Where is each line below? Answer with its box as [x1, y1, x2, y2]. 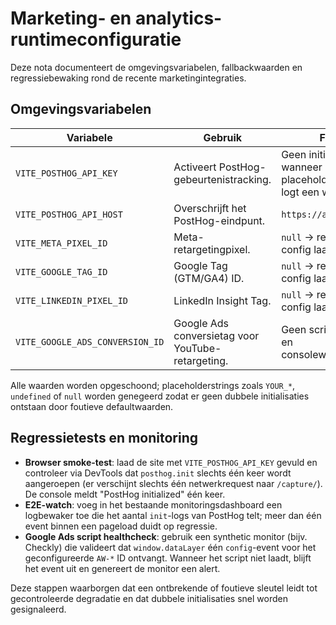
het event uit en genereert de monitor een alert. [24, 562, 221, 574]
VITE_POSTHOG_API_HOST [15, 208, 123, 220]
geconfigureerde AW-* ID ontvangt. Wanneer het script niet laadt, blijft [24, 552, 312, 564]
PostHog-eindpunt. [173, 213, 266, 227]
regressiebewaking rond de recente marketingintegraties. [10, 72, 247, 84]
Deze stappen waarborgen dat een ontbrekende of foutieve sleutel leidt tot [10, 582, 318, 594]
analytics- [134, 7, 223, 30]
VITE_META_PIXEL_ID [15, 237, 108, 249]
